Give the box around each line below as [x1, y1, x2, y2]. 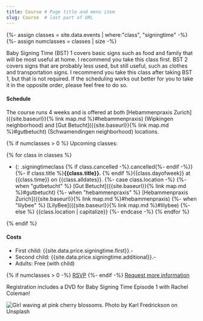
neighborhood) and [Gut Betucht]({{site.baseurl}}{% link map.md [6, 122, 169, 129]
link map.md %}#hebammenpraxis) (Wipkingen [55, 115, 174, 122]
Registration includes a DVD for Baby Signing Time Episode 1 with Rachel [6, 283, 188, 290]
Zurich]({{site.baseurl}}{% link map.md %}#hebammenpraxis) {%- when [15, 195, 197, 203]
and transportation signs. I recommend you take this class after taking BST [6, 68, 193, 76]
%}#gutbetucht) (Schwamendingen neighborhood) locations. [6, 128, 159, 135]
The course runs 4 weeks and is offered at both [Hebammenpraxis [6, 108, 173, 115]
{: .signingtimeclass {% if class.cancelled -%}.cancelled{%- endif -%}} [15, 163, 193, 170]
